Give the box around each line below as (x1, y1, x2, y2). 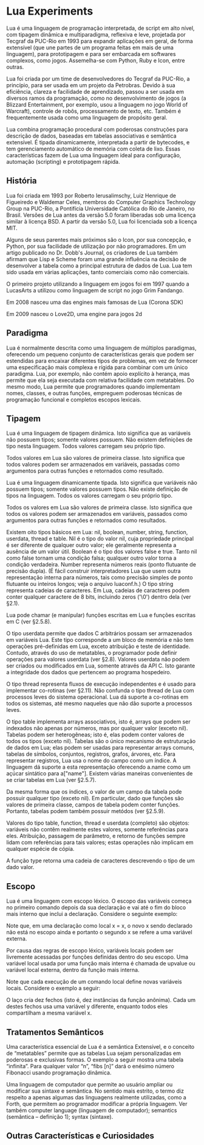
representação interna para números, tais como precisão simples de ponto (6, 574, 193, 581)
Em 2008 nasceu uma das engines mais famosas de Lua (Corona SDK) (6, 298, 183, 306)
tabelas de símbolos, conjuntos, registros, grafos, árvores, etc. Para (6, 750, 176, 758)
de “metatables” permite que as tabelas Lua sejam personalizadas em (6, 1049, 181, 1057)
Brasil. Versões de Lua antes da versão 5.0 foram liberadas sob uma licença (6, 211, 196, 219)
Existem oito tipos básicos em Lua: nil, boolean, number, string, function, (6, 529, 188, 536)
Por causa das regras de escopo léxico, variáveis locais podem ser (6, 947, 174, 954)
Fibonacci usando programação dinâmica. (6, 1069, 112, 1076)
